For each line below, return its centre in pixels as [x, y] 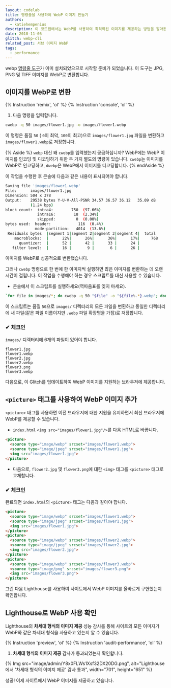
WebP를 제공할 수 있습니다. [33, 419]
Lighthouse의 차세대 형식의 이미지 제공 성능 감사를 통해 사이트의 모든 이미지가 [82, 626]
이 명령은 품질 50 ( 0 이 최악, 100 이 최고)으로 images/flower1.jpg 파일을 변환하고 [85, 136]
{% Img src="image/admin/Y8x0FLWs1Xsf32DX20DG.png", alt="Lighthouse [85, 663]
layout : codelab [22, 10]
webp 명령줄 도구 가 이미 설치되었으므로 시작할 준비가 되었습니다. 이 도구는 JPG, [84, 68]
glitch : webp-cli [24, 39]
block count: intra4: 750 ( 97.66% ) [53, 210]
